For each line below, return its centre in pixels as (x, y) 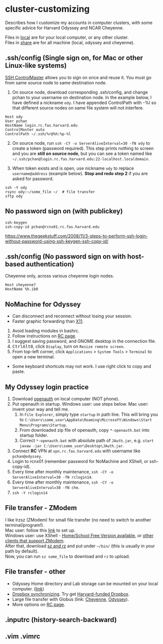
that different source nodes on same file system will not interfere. (78, 108)
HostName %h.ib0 (22, 289)
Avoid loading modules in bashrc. (46, 331)
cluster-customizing (47, 9)
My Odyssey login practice (47, 387)
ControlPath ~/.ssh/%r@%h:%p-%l (38, 134)
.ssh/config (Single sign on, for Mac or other (74, 58)
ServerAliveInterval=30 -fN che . (46, 487)
